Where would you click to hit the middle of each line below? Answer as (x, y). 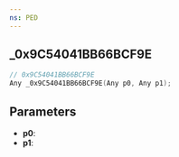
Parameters (43, 111)
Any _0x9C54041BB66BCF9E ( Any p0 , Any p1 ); (90, 83)
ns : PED (24, 18)
